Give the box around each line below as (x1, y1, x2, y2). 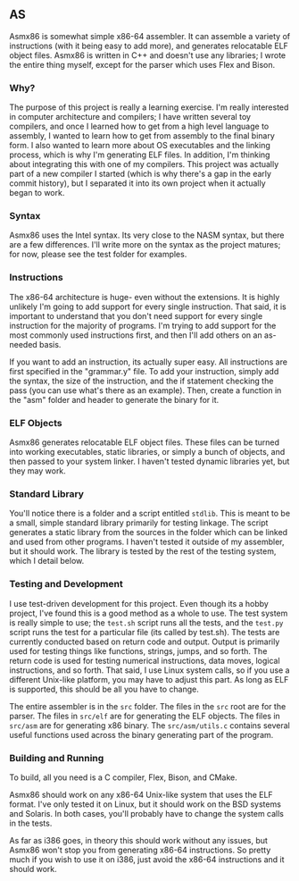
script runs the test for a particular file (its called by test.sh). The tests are (9, 626, 280, 637)
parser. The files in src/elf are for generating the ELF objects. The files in (9, 710, 281, 721)
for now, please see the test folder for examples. (9, 249, 187, 260)
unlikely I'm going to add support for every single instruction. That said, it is (9, 301, 287, 312)
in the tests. (9, 818, 53, 828)
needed (9, 339, 37, 349)
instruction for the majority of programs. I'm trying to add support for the (9, 320, 277, 331)
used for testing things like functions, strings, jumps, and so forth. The (9, 645, 268, 656)
